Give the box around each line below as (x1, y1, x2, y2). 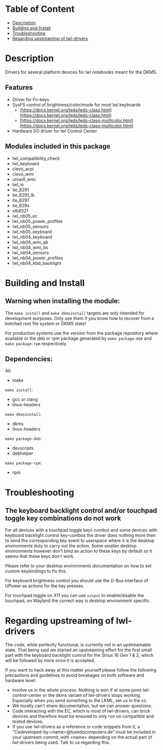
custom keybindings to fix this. (5, 568, 67, 574)
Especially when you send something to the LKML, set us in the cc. (12, 698, 148, 704)
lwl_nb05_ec (12, 213, 38, 219)
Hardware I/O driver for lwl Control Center (12, 128, 97, 134)
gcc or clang (12, 396, 38, 402)
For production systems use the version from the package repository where (5, 330, 158, 336)
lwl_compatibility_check (12, 155, 60, 161)
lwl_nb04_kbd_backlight (12, 260, 61, 266)
